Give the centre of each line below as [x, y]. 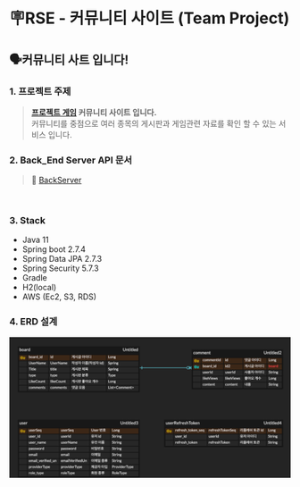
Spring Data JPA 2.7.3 [62, 259]
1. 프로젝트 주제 [40, 91]
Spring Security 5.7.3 [61, 268]
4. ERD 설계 [33, 322]
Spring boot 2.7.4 [54, 249]
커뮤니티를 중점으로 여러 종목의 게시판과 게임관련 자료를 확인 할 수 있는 [154, 123]
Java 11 [35, 240]
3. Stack [28, 221]
